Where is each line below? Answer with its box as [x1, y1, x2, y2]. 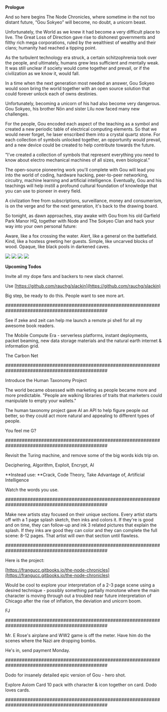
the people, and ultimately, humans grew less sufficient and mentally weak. [5, 60, 160, 65]
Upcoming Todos [5, 263, 41, 269]
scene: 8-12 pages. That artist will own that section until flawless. [5, 532, 140, 538]
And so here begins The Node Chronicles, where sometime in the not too [5, 14, 156, 19]
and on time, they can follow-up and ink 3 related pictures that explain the [5, 522, 157, 528]
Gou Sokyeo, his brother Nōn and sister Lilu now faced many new [5, 106, 140, 111]
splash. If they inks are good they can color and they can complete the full [5, 527, 158, 533]
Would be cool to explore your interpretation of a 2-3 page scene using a [5, 582, 155, 588]
